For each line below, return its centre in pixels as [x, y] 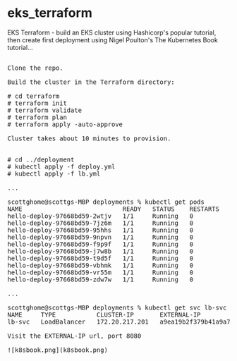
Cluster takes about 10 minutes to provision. [89, 138]
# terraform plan [37, 117]
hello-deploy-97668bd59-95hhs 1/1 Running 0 [101, 230]
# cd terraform [34, 96]
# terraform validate [45, 110]
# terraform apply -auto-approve [65, 124]
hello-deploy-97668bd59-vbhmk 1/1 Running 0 [101, 265]
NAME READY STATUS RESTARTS [114, 209]
